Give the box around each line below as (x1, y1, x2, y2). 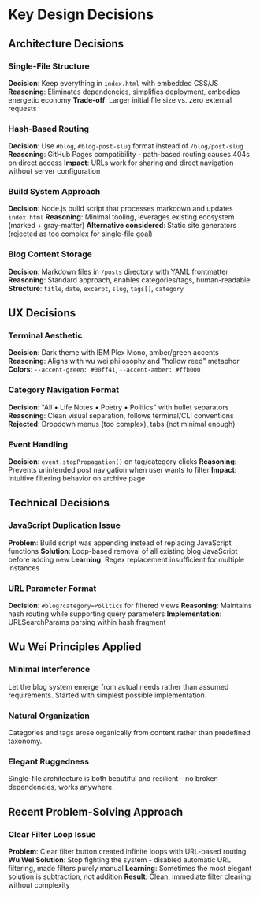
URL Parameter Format (8, 582, 97, 593)
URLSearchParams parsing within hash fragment (8, 618, 166, 627)
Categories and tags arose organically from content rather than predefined (8, 728, 251, 738)
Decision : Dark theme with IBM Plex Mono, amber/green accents (8, 348, 219, 357)
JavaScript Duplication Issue (8, 520, 121, 531)
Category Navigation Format (8, 384, 120, 395)
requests (8, 103, 37, 113)
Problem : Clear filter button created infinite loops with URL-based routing (8, 847, 247, 856)
